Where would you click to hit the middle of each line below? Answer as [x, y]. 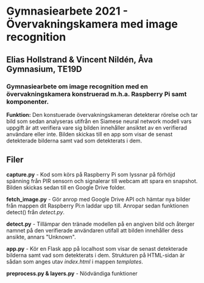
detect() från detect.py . [36, 212]
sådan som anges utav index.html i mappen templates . [75, 261]
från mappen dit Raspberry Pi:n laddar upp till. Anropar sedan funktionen [97, 206]
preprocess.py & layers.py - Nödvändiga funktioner [72, 273]
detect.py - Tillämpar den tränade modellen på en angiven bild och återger [100, 224]
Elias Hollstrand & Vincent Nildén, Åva [80, 59]
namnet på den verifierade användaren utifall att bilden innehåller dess [95, 230]
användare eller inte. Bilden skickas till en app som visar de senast [90, 134]
